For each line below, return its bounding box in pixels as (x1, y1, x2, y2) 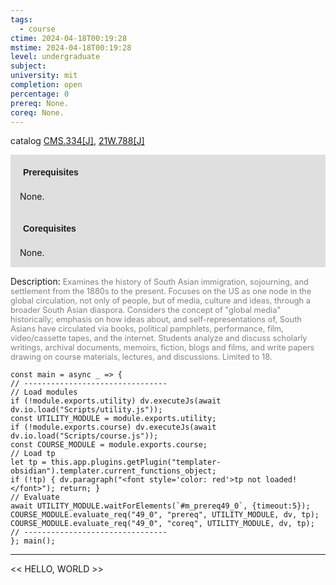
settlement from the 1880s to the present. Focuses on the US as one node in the (10, 286, 312, 297)
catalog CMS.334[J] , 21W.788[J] (10, 135, 145, 147)
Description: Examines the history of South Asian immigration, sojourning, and (10, 276, 309, 288)
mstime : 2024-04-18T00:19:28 (10, 42, 132, 53)
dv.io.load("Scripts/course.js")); (10, 431, 159, 441)
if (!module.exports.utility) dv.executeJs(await (10, 396, 222, 406)
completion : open (10, 80, 83, 90)
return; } (59, 484, 101, 494)
